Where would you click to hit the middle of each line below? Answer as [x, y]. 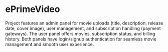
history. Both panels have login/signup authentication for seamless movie [81, 39]
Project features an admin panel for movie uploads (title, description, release [84, 23]
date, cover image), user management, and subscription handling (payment [83, 28]
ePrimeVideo [33, 9]
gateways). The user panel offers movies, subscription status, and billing [80, 33]
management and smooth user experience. [50, 44]
